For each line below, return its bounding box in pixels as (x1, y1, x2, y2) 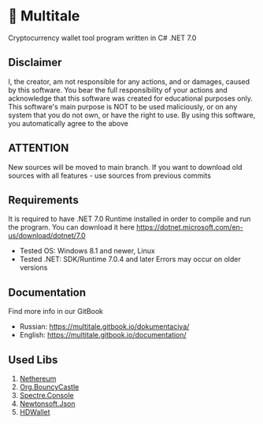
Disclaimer (8, 56, 62, 69)
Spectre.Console (19, 391, 74, 400)
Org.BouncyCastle (19, 382, 80, 392)
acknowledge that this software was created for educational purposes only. (8, 94, 254, 103)
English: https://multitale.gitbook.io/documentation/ (19, 330, 187, 340)
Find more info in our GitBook (8, 307, 104, 316)
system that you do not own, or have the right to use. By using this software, (8, 110, 256, 120)
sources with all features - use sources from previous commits (8, 171, 211, 180)
